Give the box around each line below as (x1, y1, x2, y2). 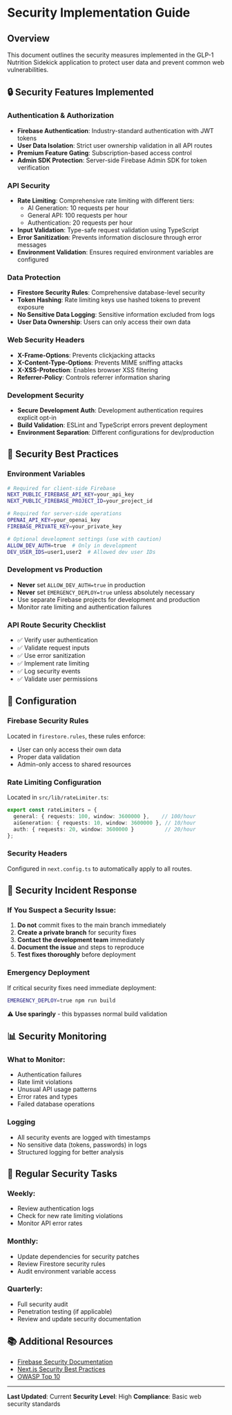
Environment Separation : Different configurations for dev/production (17, 428, 215, 436)
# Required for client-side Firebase (7, 485, 116, 492)
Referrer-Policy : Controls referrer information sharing (17, 373, 171, 381)
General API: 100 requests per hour (27, 211, 128, 219)
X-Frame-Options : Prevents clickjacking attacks (17, 351, 155, 359)
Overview (7, 33, 50, 44)
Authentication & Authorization (7, 111, 114, 121)
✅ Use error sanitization (17, 652, 86, 660)
